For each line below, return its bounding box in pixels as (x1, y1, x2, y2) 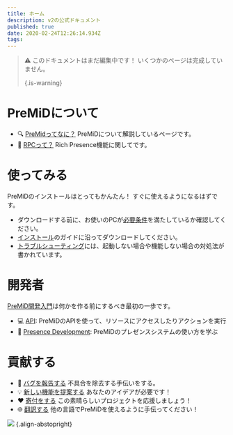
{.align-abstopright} (15, 420, 73, 428)
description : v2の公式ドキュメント (7, 17, 101, 24)
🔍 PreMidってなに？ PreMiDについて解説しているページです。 (17, 130, 195, 138)
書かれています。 (17, 250, 66, 259)
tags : (7, 36, 23, 43)
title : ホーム (7, 10, 45, 17)
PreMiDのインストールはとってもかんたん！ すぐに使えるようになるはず (7, 192, 212, 200)
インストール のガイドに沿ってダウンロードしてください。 (17, 233, 182, 241)
